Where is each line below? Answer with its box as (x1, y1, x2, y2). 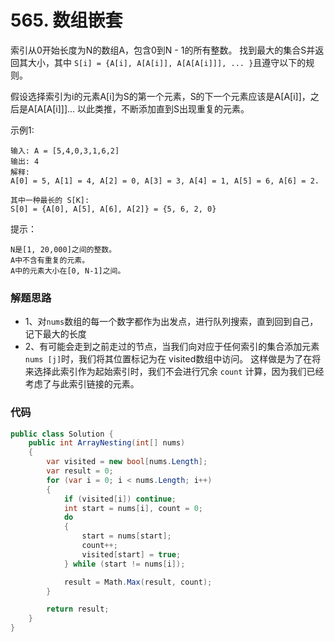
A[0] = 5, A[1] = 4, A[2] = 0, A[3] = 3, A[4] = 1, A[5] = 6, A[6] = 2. (10, 176, 320, 186)
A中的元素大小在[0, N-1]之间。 (10, 266, 126, 276)
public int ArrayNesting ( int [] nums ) (28, 438, 186, 448)
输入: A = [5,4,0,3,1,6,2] (10, 146, 120, 156)
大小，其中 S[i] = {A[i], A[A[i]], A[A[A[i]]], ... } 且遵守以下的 (27, 56, 307, 68)
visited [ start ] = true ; (81, 549, 182, 560)
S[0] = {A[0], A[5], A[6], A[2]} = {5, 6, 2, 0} (10, 204, 217, 214)
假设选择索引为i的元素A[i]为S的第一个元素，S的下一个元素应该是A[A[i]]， (10, 90, 311, 102)
